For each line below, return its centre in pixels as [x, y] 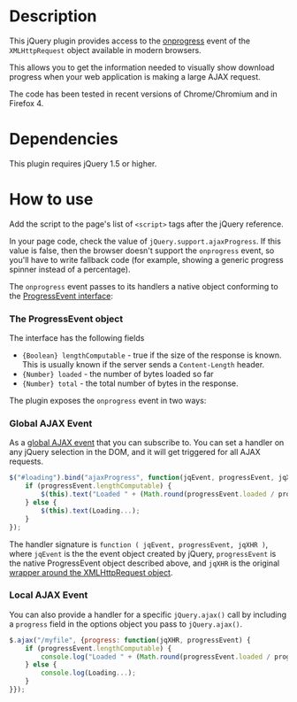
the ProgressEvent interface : [61, 296]
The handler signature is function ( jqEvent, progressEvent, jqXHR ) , [139, 544]
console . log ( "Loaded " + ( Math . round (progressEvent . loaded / [156, 657]
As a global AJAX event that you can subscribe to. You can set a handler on [147, 443]
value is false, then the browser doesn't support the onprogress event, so [142, 251]
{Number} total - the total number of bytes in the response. [130, 383]
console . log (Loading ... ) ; [89, 673]
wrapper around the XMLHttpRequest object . [91, 572]
